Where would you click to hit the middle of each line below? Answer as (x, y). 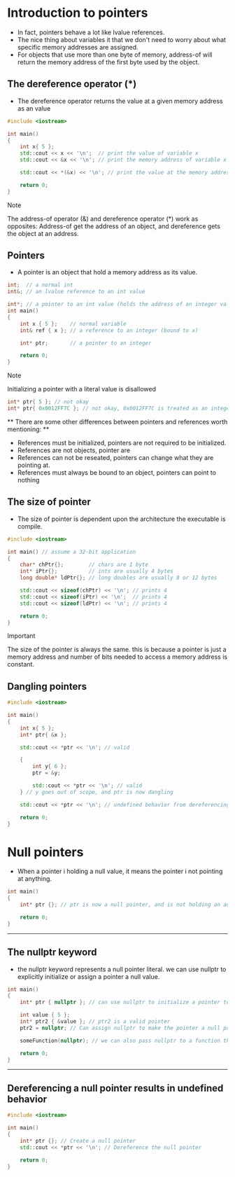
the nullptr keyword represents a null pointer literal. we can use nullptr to (122, 969)
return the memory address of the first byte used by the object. (108, 62)
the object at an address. (43, 233)
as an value (34, 108)
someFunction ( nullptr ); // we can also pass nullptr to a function (120, 1040)
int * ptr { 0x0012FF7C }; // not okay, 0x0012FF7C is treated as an (108, 409)
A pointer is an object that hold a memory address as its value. (107, 272)
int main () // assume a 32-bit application (72, 552)
